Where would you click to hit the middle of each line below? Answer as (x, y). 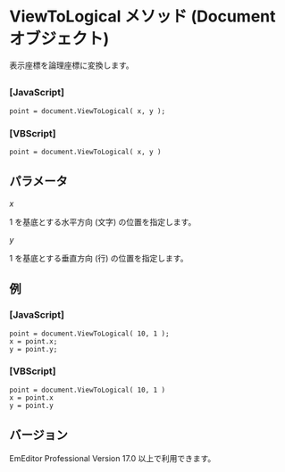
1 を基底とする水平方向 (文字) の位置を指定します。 (103, 221)
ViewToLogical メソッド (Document (142, 17)
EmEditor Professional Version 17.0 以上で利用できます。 (113, 458)
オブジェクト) (59, 39)
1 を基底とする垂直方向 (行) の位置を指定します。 (99, 258)
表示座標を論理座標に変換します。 (71, 65)
